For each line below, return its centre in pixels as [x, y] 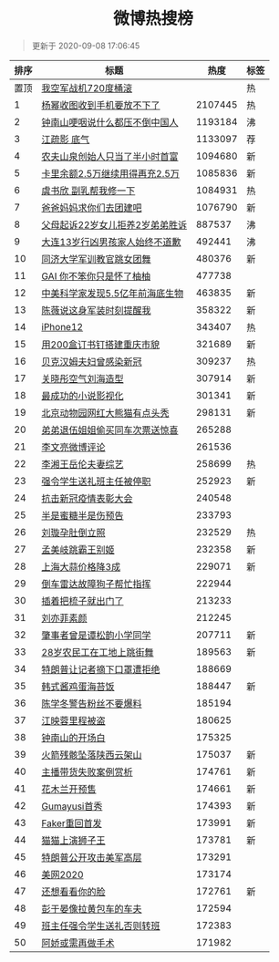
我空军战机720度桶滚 [87, 88]
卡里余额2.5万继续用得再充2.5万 [111, 173]
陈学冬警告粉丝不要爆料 [92, 703]
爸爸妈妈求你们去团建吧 [92, 208]
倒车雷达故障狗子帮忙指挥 [97, 584]
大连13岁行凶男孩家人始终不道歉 [111, 242]
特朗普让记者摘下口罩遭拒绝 [101, 669]
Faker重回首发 [72, 823]
